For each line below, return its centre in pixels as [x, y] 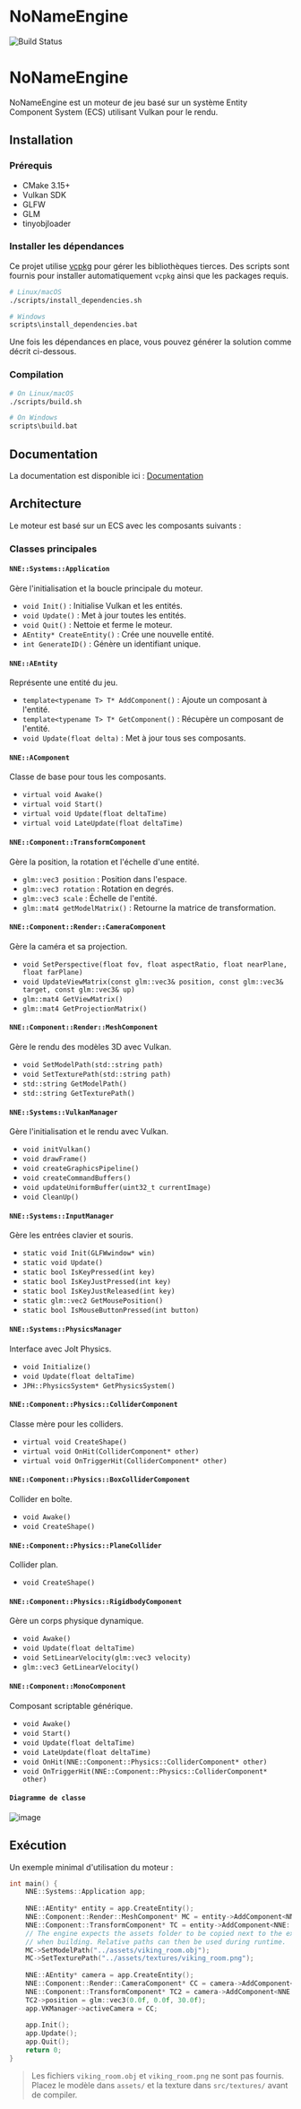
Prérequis [31, 166]
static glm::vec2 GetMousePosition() [93, 1301]
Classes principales [53, 549]
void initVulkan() [56, 1150]
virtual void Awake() [62, 795]
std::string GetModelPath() [74, 1084]
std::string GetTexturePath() [79, 1093]
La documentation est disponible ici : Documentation [107, 475]
